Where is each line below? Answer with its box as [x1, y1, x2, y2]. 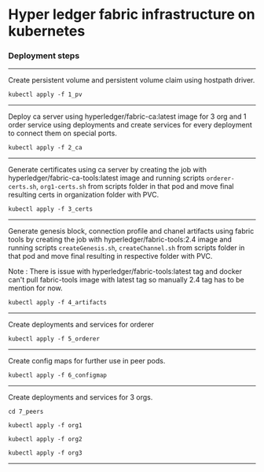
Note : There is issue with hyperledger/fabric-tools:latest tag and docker [8, 267, 242, 276]
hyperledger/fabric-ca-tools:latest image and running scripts [8, 173, 205, 183]
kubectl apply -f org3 [8, 449, 82, 457]
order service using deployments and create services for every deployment [8, 120, 253, 130]
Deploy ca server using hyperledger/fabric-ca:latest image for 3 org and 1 [8, 112, 247, 121]
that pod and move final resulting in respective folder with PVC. [8, 252, 213, 261]
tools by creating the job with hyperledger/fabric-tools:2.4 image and [8, 234, 232, 245]
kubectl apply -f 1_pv [8, 90, 82, 99]
